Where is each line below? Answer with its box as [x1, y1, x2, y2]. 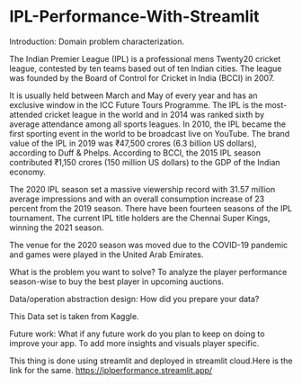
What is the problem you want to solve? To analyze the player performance [9, 266, 288, 277]
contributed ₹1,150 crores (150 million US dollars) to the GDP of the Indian [9, 156, 280, 167]
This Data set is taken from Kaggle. [9, 310, 139, 321]
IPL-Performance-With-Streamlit [9, 6, 260, 27]
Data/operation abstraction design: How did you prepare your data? [9, 293, 260, 304]
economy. [9, 166, 47, 177]
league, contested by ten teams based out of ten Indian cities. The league [9, 63, 282, 74]
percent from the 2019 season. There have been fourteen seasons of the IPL [9, 202, 293, 213]
